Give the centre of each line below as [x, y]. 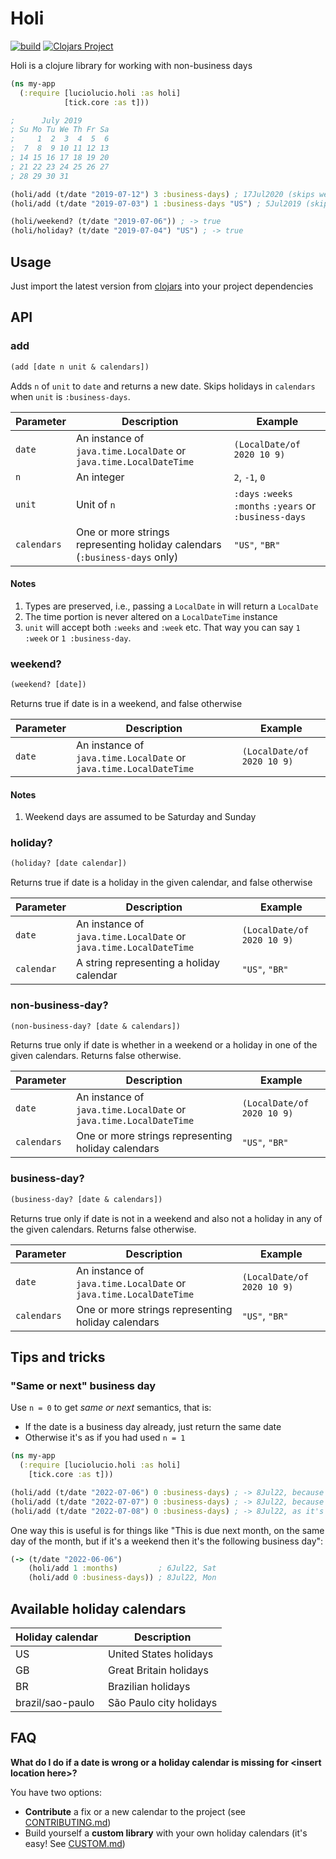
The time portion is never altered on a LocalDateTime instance [151, 616]
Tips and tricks [58, 1357]
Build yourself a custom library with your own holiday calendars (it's [166, 1833]
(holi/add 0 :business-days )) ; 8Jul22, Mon [122, 1578]
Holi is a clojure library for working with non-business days [131, 65]
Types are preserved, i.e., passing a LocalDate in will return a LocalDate [171, 606]
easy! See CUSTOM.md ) [75, 1843]
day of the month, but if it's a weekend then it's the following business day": [167, 1541]
